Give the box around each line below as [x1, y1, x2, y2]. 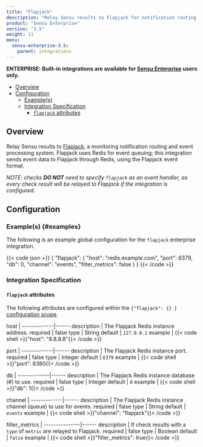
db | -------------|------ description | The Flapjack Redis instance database [6, 372, 195, 379]
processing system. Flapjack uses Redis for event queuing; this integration [6, 149, 192, 156]
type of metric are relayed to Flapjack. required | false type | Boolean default [6, 428, 198, 435]
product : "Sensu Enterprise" [6, 20, 80, 26]
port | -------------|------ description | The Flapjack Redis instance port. [6, 347, 187, 355]
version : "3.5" [6, 25, 45, 32]
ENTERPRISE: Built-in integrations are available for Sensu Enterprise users [6, 65, 198, 72]
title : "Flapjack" [6, 8, 53, 15]
